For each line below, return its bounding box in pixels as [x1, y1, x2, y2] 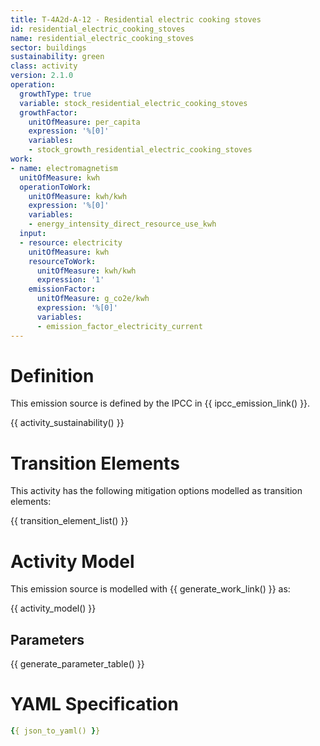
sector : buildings [10, 42, 87, 53]
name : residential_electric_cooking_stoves [10, 33, 195, 43]
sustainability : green [10, 52, 105, 62]
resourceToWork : [28, 256, 97, 266]
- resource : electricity [19, 237, 123, 248]
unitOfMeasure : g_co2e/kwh [36, 294, 150, 304]
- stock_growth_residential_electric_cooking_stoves [28, 145, 253, 155]
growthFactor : [19, 107, 78, 118]
